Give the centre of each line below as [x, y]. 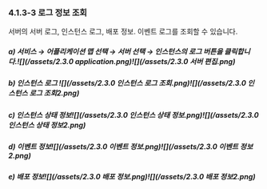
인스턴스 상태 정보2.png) [47, 125]
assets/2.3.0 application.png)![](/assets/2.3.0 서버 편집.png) [133, 61]
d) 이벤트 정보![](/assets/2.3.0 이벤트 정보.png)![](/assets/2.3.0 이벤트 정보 [131, 147]
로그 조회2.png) [54, 93]
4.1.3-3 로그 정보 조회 [48, 12]
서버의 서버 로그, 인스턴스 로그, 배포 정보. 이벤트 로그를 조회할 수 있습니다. [123, 32]
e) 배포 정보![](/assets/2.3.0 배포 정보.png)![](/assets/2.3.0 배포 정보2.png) [132, 177]
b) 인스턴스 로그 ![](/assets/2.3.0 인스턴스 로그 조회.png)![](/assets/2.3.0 [127, 83]
